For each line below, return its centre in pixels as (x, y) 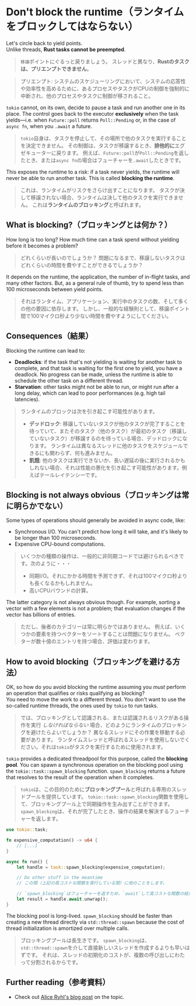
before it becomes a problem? (42, 246)
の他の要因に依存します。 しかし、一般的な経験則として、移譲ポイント (105, 308)
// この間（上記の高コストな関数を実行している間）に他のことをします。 (92, 883)
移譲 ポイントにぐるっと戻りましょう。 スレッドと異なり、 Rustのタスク (105, 61)
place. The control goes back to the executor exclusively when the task (92, 113)
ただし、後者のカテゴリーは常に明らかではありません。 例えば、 (98, 627)
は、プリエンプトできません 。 (56, 68)
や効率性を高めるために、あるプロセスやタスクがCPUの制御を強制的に (105, 88)
